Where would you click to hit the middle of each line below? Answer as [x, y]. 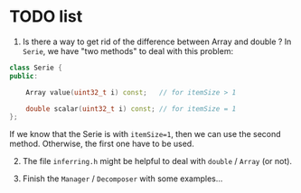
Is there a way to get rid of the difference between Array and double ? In [157, 41]
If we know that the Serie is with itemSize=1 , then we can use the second [146, 134]
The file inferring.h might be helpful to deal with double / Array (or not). [157, 161]
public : [24, 76]
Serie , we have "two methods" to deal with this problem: [127, 51]
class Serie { [36, 68]
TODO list [46, 17]
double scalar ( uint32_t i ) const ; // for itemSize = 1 [131, 109]
